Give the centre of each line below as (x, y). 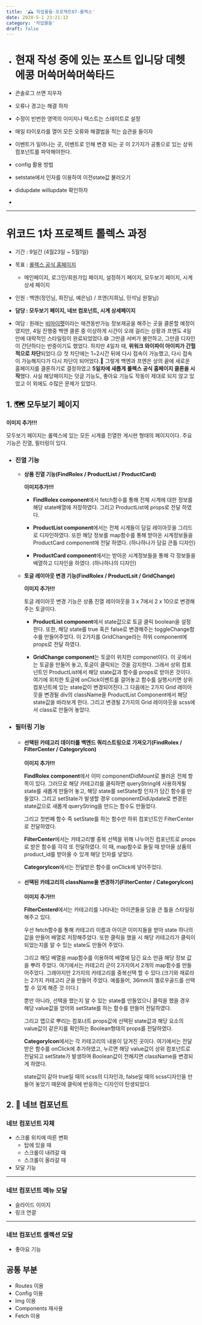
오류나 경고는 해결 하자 (41, 106)
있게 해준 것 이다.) (58, 987)
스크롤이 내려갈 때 (45, 1153)
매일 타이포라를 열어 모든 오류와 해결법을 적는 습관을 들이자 (84, 132)
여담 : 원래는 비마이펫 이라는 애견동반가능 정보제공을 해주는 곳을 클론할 (97, 323)
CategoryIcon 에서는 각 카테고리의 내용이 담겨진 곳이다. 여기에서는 (103, 1041)
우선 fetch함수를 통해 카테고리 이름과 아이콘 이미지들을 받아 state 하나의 (109, 929)
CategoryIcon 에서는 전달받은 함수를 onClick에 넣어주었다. (93, 867)
